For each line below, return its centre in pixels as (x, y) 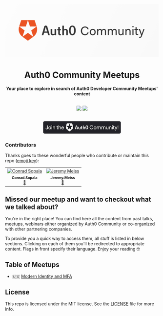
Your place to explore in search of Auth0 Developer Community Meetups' (82, 89)
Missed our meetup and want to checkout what (78, 199)
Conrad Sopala (24, 178)
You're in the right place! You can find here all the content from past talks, (79, 219)
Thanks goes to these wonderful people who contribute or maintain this (77, 156)
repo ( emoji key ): (22, 161)
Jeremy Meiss (63, 178)
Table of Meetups (32, 264)
